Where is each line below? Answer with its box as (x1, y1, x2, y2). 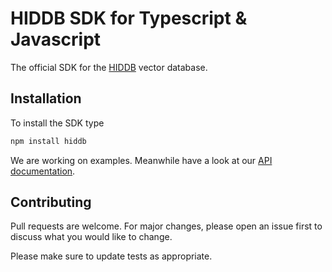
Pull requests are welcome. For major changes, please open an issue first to (10, 220, 323, 232)
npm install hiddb (10, 136, 87, 146)
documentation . (10, 165, 76, 177)
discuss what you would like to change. (10, 231, 173, 243)
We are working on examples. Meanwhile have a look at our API (10, 154, 273, 166)
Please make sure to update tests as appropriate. (10, 250, 213, 262)
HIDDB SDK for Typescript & (10, 7, 248, 30)
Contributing (10, 194, 92, 211)
